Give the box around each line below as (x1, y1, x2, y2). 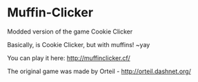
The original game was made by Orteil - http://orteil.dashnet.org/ (7, 67, 191, 75)
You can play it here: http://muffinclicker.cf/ (7, 53, 130, 62)
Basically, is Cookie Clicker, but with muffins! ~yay (7, 40, 150, 49)
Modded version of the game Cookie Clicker (7, 27, 133, 36)
